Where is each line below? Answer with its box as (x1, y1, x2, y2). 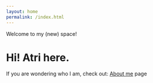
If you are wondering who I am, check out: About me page (6, 70, 147, 77)
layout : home (6, 8, 38, 15)
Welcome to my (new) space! (6, 30, 77, 37)
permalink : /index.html (6, 14, 65, 20)
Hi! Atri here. (6, 51, 69, 64)
